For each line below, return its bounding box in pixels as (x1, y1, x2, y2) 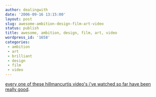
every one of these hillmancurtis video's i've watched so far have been (5, 81, 151, 87)
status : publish (5, 26, 39, 31)
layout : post (5, 16, 32, 21)
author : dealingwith (5, 7, 48, 12)
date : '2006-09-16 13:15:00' (5, 12, 66, 17)
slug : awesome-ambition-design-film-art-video (5, 21, 104, 26)
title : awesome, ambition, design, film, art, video (5, 30, 117, 35)
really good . (5, 87, 30, 92)
